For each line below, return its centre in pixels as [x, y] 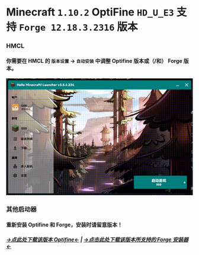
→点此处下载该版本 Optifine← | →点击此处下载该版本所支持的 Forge [89, 239]
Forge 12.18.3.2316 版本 [78, 27]
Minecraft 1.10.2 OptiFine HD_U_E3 [90, 12]
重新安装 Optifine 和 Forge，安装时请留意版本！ [64, 225]
